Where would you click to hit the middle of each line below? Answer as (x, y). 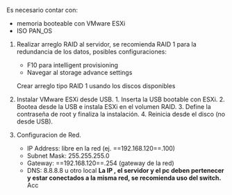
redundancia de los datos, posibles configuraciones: (92, 52)
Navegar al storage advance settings (80, 73)
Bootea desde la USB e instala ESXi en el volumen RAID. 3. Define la (114, 107)
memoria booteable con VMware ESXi (71, 23)
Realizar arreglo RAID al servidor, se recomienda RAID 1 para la (107, 44)
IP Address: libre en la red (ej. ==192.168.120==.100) (101, 148)
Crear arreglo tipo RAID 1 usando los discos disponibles (96, 86)
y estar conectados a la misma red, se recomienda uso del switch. (124, 178)
